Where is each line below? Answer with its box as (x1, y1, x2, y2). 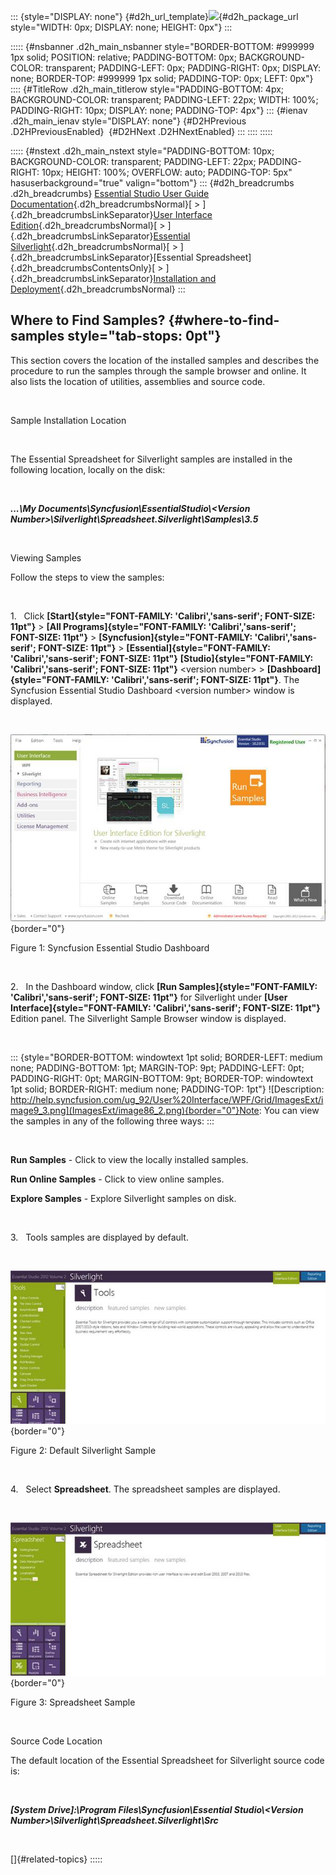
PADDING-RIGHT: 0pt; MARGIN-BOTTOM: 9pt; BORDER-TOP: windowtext (10, 1073, 314, 1085)
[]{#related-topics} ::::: (10, 1853, 103, 1865)
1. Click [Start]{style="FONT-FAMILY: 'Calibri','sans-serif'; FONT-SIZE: (10, 610, 316, 622)
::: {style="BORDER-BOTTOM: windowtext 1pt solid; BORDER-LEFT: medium (10, 1051, 323, 1064)
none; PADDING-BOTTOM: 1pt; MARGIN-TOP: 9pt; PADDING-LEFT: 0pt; (10, 1062, 305, 1074)
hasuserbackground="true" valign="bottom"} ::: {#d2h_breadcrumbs (10, 177, 295, 189)
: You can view (258, 1105, 320, 1117)
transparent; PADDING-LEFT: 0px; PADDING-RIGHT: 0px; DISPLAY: (45, 62, 322, 74)
